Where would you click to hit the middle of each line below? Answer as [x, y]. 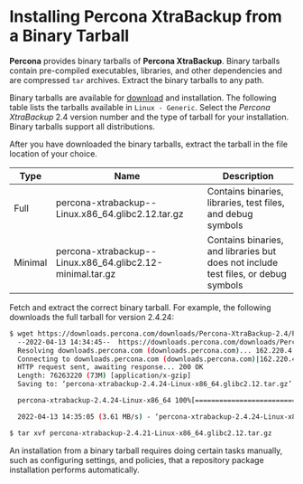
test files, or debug [247, 273]
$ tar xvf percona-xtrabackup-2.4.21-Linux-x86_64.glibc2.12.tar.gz [141, 433]
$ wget [22, 333]
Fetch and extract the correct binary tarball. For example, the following [141, 307]
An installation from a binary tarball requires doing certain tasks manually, [146, 451]
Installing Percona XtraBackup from [146, 17]
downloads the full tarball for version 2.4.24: [92, 317]
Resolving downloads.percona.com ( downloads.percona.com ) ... [135, 350]
